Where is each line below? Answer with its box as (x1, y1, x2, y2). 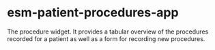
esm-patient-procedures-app (7, 5, 179, 21)
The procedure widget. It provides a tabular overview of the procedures (7, 27, 209, 36)
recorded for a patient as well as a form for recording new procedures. (7, 34, 205, 42)
